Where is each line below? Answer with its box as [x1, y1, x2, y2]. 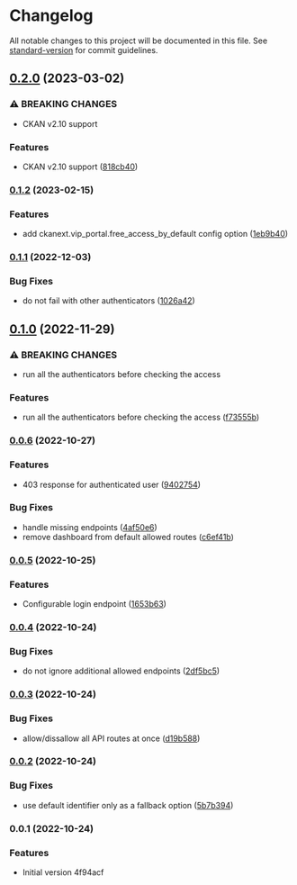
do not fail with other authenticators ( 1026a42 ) [22, 295, 195, 306]
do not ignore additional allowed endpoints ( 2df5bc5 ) [22, 665, 220, 676]
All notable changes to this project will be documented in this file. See [9, 35, 268, 46]
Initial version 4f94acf [22, 866, 104, 878]
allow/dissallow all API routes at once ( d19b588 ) [22, 733, 201, 744]
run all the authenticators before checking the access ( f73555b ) [22, 411, 260, 423]
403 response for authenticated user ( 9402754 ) [22, 479, 201, 490]
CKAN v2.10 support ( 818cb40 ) [22, 161, 139, 172]
